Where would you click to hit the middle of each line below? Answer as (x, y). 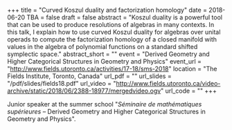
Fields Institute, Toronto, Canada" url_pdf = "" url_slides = (89, 76)
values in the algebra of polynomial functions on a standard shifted (102, 47)
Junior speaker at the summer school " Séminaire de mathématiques (105, 104)
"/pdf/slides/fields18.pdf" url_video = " (62, 83)
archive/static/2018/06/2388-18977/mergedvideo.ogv (84, 91)
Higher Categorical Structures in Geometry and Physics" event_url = (105, 61)
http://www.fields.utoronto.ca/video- (168, 83)
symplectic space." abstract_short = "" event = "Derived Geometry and (108, 54)
